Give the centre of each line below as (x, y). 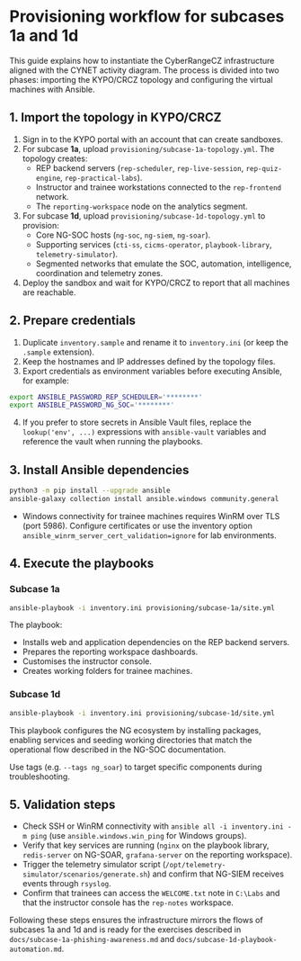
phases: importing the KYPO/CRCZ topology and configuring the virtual (141, 79)
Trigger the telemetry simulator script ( (94, 865)
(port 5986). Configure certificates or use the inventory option (137, 525)
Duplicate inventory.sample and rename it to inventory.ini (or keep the (155, 342)
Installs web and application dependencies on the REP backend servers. (156, 642)
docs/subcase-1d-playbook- (227, 940)
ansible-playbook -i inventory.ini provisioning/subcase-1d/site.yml (142, 713)
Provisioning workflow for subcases (147, 17)
